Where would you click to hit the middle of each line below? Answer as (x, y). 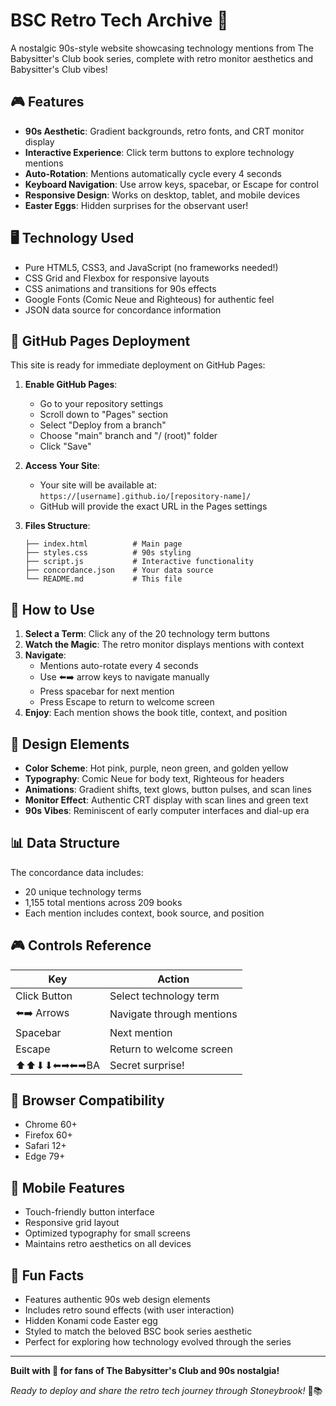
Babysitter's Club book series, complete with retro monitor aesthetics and (162, 58)
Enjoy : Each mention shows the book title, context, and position (156, 713)
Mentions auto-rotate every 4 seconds (119, 666)
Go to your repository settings (101, 404)
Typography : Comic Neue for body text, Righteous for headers (154, 778)
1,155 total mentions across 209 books (103, 902)
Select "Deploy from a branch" (103, 425)
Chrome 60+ (51, 1125)
